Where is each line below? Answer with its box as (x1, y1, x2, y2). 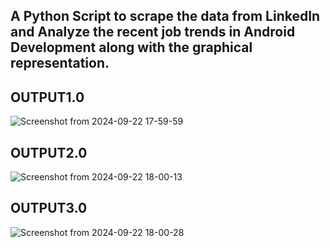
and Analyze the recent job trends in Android (10, 24, 296, 41)
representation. (10, 55, 110, 72)
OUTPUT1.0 (10, 89, 85, 106)
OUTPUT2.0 (10, 144, 88, 161)
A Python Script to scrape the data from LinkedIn (10, 8, 321, 25)
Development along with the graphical (10, 39, 253, 56)
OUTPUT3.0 (10, 200, 88, 217)
